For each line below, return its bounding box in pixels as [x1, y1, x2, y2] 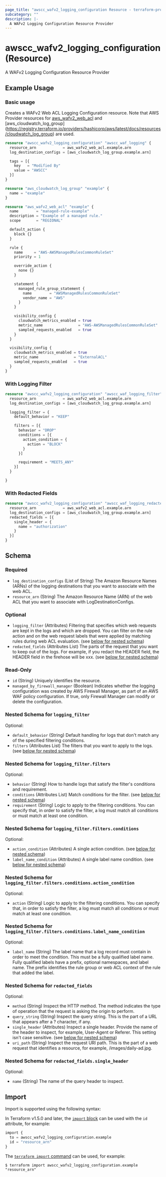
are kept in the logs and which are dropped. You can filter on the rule [12, 628, 153, 634]
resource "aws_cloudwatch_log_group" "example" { [5, 186, 110, 191]
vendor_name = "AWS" [23, 295, 65, 300]
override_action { [14, 263, 52, 268]
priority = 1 [14, 254, 41, 259]
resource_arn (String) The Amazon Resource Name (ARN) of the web [12, 593, 153, 599]
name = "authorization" [18, 524, 68, 529]
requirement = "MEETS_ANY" [18, 460, 74, 465]
